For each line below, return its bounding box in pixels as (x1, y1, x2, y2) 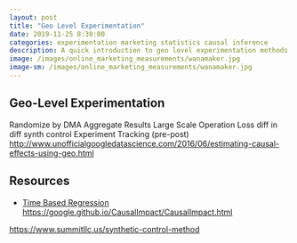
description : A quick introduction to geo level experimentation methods (9, 46, 289, 55)
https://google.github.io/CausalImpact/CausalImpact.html (21, 207, 233, 217)
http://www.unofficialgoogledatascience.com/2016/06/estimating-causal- (9, 138, 280, 149)
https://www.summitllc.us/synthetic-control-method (9, 223, 200, 234)
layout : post (9, 12, 58, 22)
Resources (9, 174, 70, 189)
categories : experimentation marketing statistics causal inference (9, 37, 269, 47)
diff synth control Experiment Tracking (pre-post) (9, 128, 189, 139)
